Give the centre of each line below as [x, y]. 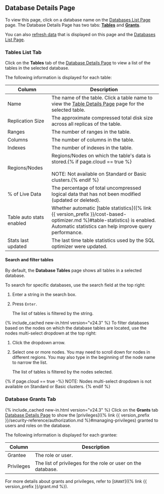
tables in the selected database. [37, 68]
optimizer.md [67, 220]
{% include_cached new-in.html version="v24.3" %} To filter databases [77, 323]
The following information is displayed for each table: [59, 78]
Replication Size [26, 121]
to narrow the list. [30, 362]
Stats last [18, 240]
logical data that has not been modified [96, 194]
